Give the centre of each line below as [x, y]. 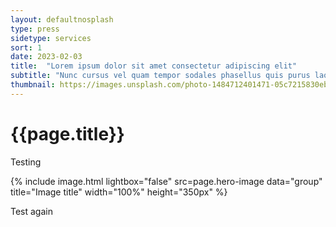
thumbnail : [33, 85]
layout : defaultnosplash [62, 19]
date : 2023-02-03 [46, 57]
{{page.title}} [67, 133]
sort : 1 [26, 47]
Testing [26, 162]
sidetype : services [51, 38]
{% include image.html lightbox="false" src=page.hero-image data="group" [166, 181]
